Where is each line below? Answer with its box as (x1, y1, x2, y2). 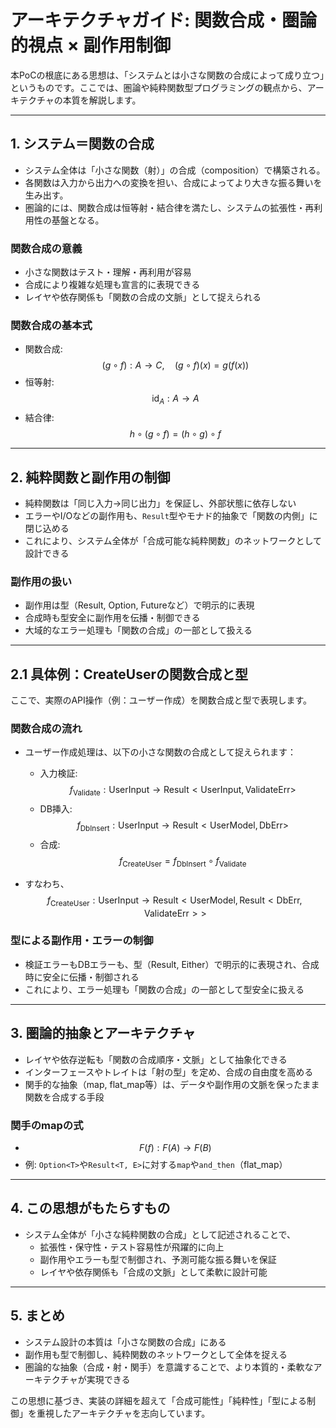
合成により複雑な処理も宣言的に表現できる (24, 279, 201, 291)
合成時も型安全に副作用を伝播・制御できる (24, 612, 201, 624)
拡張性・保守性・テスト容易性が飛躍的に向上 (39, 1241, 225, 1253)
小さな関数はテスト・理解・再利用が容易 (24, 266, 192, 278)
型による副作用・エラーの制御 (10, 934, 154, 948)
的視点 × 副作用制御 (10, 34, 172, 57)
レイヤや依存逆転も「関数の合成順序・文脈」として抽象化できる (24, 1053, 288, 1065)
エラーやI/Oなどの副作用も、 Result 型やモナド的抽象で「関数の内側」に (24, 509, 318, 521)
